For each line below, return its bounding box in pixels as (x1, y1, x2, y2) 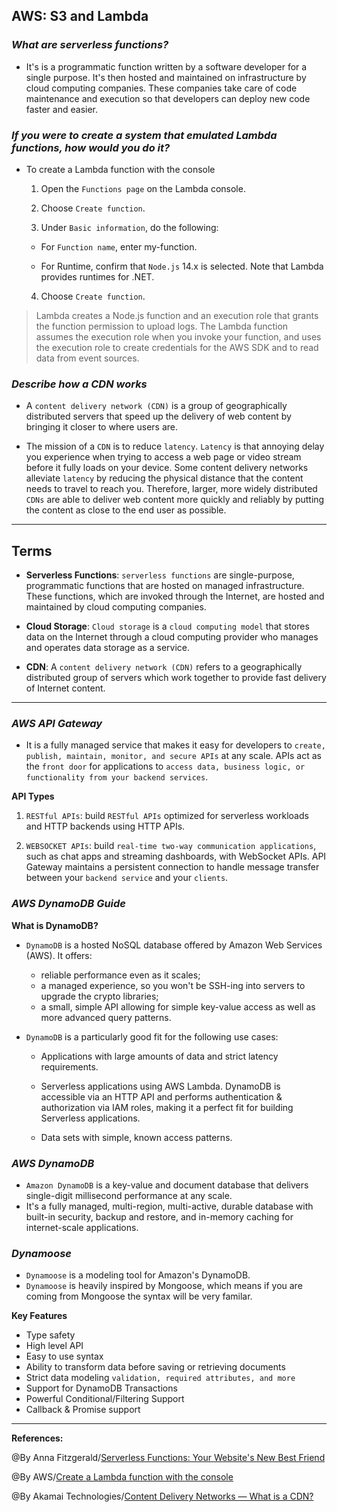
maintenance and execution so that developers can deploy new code (25, 92, 311, 104)
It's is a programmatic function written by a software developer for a (25, 60, 308, 73)
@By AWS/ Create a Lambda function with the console (11, 1471, 234, 1483)
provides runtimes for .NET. (40, 270, 155, 283)
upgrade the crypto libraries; (40, 990, 159, 1002)
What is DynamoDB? (11, 919, 99, 931)
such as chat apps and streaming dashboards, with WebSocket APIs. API (25, 850, 327, 863)
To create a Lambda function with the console (25, 163, 216, 175)
